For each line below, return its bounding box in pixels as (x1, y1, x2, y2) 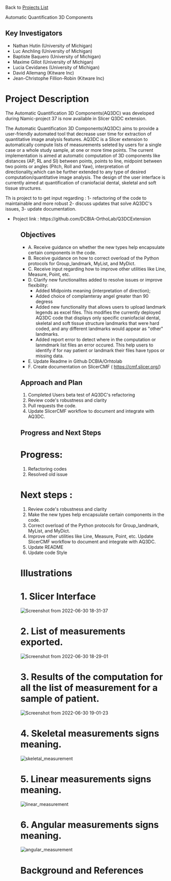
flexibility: (28, 282, 48, 288)
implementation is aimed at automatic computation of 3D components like (5, 152, 161, 158)
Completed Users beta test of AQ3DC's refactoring (28, 392, 135, 398)
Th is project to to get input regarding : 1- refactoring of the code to (5, 195, 147, 201)
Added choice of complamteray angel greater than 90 (35, 293, 149, 299)
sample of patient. (20, 692, 100, 704)
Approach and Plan (20, 378, 83, 387)
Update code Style (28, 549, 67, 555)
